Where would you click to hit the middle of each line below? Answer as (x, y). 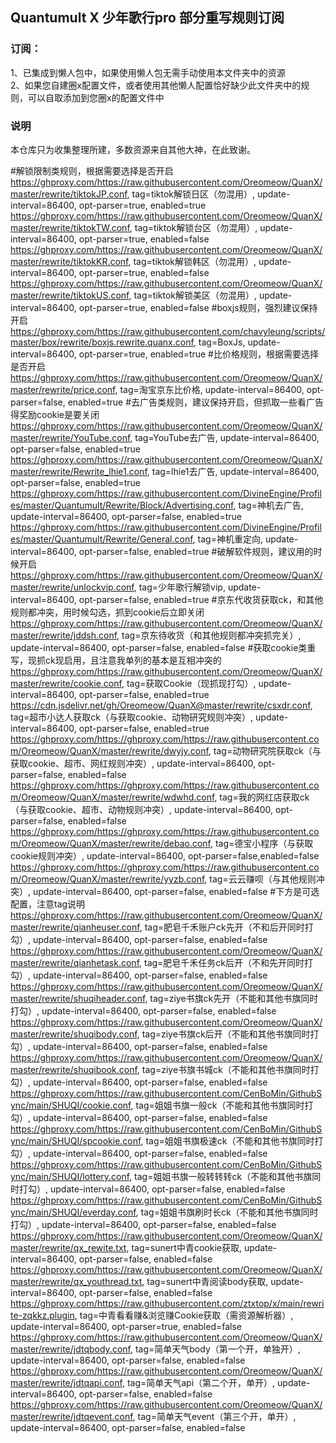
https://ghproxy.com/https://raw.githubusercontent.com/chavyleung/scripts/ (168, 331)
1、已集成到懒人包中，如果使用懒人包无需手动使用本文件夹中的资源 (148, 72)
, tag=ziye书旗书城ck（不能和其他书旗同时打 (228, 1069)
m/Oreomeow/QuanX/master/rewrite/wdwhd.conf (112, 797)
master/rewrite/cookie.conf (66, 683)
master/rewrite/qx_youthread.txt (76, 1281)
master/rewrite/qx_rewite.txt (68, 1247)
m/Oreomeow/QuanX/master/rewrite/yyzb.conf (107, 879)
